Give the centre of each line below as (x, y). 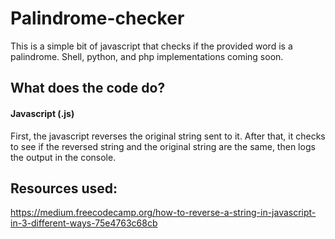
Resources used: (64, 188)
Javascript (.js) (42, 113)
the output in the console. (63, 157)
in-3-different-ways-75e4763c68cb (84, 223)
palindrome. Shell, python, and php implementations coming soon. (147, 56)
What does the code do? (88, 88)
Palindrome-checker (97, 18)
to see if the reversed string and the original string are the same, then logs (163, 146)
